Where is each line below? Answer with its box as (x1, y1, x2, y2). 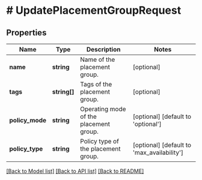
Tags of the (80, 80, 112, 88)
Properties (6, 28, 47, 38)
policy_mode (9, 116, 47, 124)
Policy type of (80, 137, 119, 145)
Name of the (80, 55, 115, 64)
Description (86, 46, 121, 53)
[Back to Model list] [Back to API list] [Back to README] (6, 167, 144, 175)
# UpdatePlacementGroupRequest (6, 4, 182, 17)
